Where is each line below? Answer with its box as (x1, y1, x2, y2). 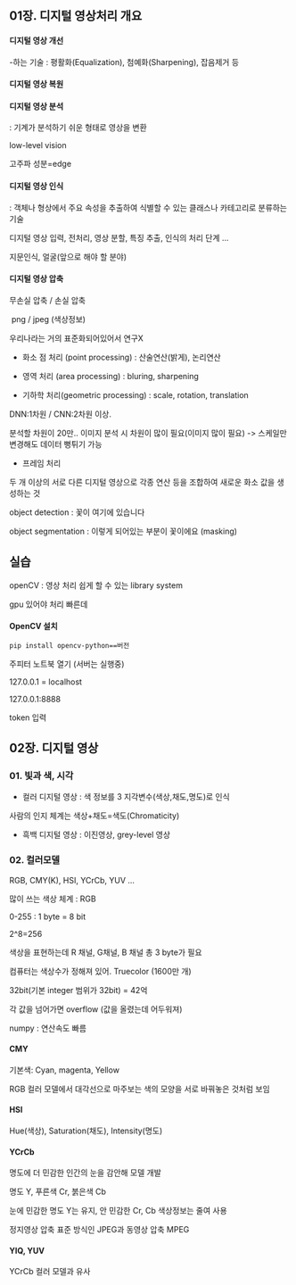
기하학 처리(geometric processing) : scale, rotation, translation (21, 389, 250, 400)
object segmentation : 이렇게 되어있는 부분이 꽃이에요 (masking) (9, 526, 238, 536)
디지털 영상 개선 (9, 35, 64, 46)
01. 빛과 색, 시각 (9, 770, 74, 782)
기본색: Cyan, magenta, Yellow (9, 1065, 120, 1075)
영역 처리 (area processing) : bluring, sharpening (21, 370, 199, 381)
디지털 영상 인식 (9, 180, 64, 191)
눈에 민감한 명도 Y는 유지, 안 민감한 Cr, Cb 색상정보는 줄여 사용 (9, 1206, 227, 1216)
